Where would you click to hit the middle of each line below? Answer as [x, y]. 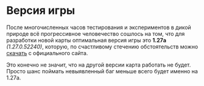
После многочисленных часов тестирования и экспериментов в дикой [99, 27]
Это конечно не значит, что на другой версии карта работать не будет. [99, 65]
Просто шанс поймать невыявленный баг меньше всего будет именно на [102, 71]
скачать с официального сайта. [47, 53]
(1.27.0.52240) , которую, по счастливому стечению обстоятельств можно [102, 47]
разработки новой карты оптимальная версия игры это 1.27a [86, 40]
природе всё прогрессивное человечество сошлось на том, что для [96, 33]
